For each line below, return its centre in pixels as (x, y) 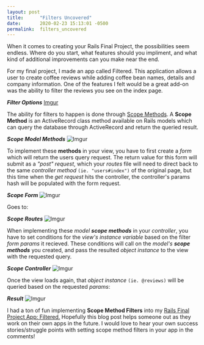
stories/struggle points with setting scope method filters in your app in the (100, 330)
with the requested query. (39, 256)
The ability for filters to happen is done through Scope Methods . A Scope (99, 114)
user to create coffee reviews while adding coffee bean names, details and (101, 78)
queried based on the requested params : (59, 287)
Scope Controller (29, 269)
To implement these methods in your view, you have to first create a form (99, 151)
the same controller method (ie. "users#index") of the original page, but (99, 170)
